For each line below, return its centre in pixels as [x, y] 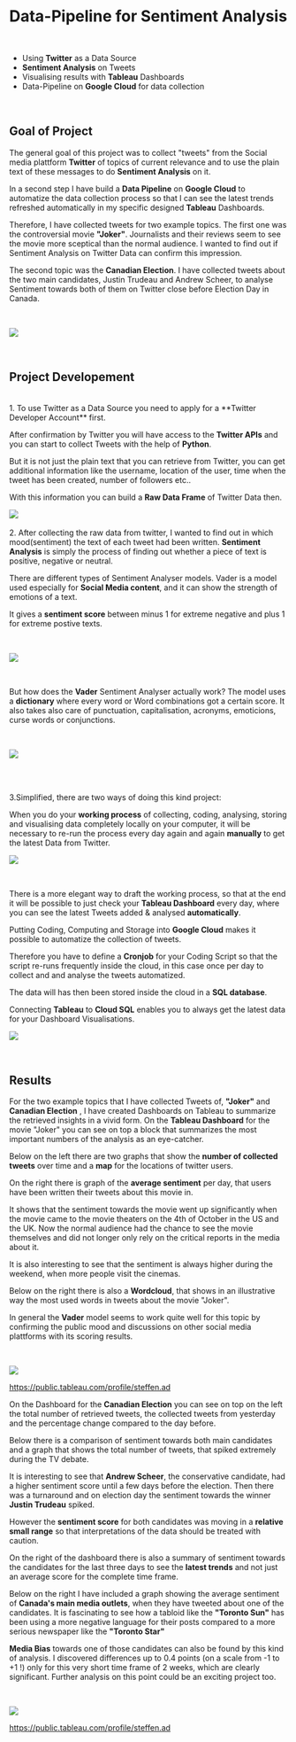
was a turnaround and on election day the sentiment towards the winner [140, 1496]
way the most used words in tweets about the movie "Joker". [119, 1301]
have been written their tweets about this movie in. [101, 1193]
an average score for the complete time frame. [94, 1577]
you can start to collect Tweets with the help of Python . [110, 444]
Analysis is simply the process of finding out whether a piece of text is [138, 551]
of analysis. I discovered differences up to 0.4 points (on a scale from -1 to [144, 1658]
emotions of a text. [43, 596]
